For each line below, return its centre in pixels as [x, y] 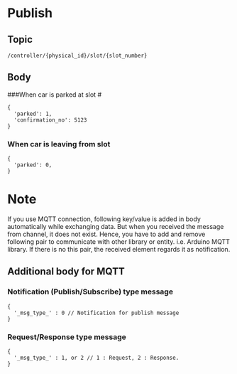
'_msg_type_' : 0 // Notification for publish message [97, 313]
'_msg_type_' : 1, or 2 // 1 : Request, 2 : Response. [97, 358]
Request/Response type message [67, 337]
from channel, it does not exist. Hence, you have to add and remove [106, 234]
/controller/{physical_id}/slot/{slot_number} [77, 55]
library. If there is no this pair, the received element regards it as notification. [119, 250]
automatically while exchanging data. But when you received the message [116, 227]
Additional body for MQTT [66, 272]
